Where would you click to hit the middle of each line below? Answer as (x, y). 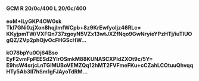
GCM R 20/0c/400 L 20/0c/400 (46, 8)
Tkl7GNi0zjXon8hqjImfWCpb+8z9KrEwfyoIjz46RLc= (74, 28)
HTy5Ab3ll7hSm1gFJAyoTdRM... (47, 72)
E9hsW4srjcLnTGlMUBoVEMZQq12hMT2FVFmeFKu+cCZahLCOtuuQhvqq (100, 66)
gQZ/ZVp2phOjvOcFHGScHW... (46, 40)
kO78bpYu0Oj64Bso (32, 53)
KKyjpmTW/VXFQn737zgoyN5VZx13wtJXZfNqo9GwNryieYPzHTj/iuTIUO (99, 34)
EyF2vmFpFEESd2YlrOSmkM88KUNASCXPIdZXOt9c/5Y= (80, 59)
